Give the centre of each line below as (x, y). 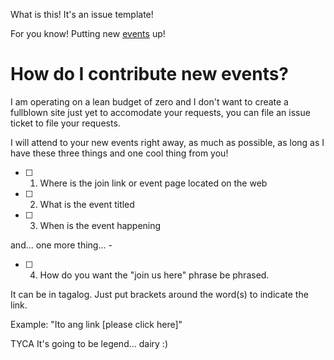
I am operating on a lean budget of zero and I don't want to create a (149, 101)
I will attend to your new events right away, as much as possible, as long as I (167, 142)
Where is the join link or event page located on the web (153, 183)
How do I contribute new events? (150, 74)
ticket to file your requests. (65, 123)
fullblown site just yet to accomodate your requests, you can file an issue (160, 112)
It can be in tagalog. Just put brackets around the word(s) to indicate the (159, 294)
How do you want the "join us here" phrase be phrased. (154, 275)
